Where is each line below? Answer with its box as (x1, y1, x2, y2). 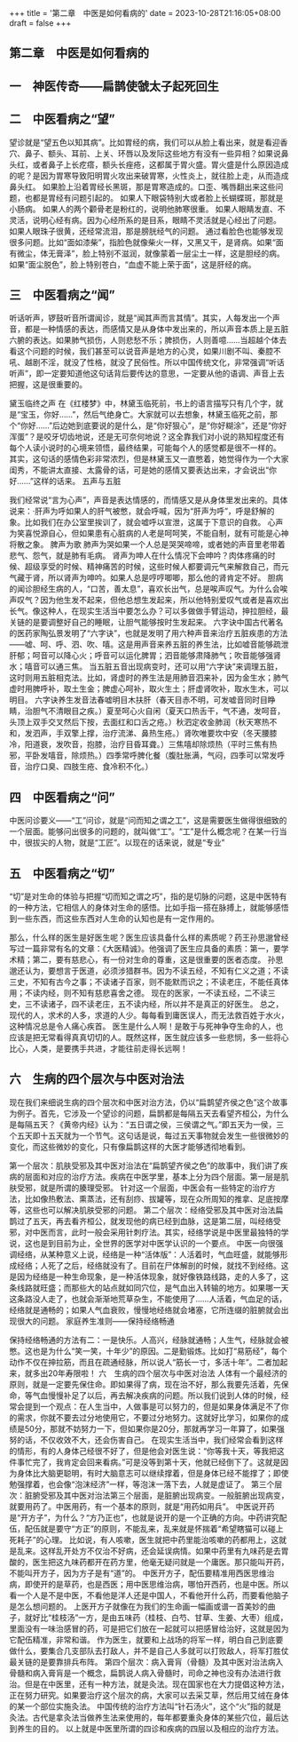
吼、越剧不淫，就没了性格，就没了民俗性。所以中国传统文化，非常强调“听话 (9, 357, 286, 368)
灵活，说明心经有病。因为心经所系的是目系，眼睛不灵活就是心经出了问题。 (9, 214, 281, 225)
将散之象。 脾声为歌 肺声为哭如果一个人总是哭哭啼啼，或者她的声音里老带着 (9, 539, 286, 550)
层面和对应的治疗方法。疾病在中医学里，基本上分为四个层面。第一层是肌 (24, 1171, 289, 1181)
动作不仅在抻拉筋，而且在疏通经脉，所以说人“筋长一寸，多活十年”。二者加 (9, 1356, 281, 1367)
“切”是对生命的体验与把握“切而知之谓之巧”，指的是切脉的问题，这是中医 (9, 891, 272, 902)
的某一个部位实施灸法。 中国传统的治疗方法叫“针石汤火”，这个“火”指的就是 (9, 1700, 282, 1712)
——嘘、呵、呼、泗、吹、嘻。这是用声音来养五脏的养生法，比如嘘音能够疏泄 (9, 639, 289, 650)
